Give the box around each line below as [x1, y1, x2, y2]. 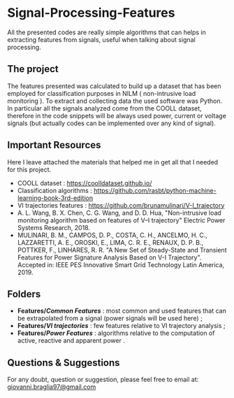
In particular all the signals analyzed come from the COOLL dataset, [7, 104, 203, 113]
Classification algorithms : [17, 186, 93, 194]
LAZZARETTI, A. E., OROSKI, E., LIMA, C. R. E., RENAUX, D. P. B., [17, 238, 204, 246]
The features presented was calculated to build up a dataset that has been [7, 82, 221, 90]
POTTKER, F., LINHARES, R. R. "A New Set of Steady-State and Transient [17, 246, 227, 254]
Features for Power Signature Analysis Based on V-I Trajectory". [17, 253, 202, 262]
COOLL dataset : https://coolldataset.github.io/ [17, 178, 152, 187]
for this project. [7, 165, 52, 173]
